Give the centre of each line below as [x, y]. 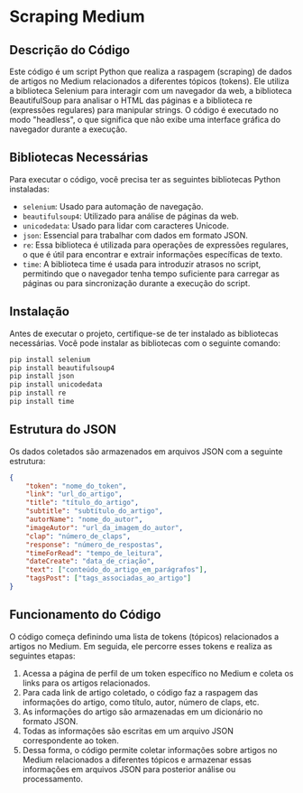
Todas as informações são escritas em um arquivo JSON [128, 731]
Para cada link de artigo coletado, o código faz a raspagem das [140, 692]
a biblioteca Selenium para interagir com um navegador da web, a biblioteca [151, 91]
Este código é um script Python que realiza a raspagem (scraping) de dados [151, 71]
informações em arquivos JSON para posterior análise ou [129, 769]
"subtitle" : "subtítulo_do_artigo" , [95, 511]
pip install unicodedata [56, 385]
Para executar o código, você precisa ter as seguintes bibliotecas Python [145, 179]
